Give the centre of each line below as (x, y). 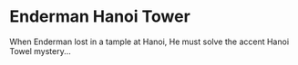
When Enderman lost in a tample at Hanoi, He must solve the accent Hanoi (149, 42)
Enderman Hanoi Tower (100, 17)
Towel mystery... (40, 51)
